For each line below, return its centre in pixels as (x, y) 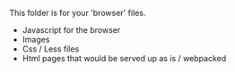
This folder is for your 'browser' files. (78, 13)
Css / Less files (51, 49)
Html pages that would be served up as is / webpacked (124, 58)
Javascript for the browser (71, 30)
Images (36, 40)
